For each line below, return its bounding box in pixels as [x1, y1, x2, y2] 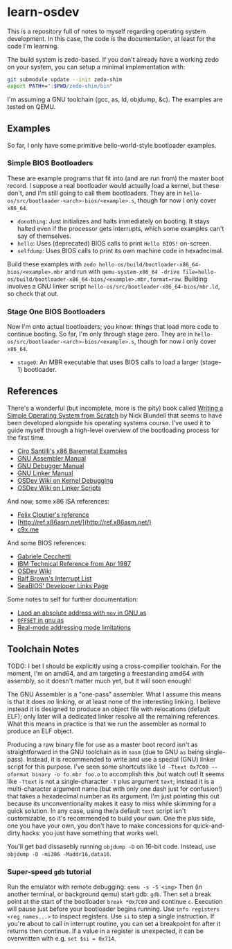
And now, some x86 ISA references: [7, 497, 109, 505]
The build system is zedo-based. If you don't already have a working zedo [7, 55, 220, 63]
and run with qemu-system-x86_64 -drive [64, 267, 180, 275]
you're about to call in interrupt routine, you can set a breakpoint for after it [7, 920, 221, 928]
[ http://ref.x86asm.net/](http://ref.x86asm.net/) [17, 518, 152, 526]
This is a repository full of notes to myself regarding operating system [7, 27, 206, 35]
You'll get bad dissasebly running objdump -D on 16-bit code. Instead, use [7, 842, 216, 850]
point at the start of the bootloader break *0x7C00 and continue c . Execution [7, 898, 223, 906]
